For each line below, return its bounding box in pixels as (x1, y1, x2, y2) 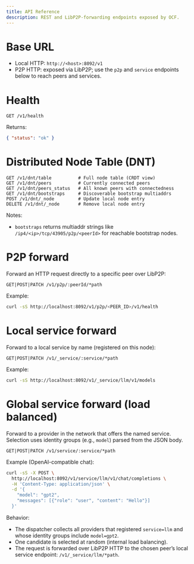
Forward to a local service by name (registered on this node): (6, 344, 156, 351)
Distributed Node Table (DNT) (6, 155, 156, 169)
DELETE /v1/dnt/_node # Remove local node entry (6, 201, 145, 207)
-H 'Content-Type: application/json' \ (11, 481, 111, 487)
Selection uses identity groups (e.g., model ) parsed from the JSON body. (6, 436, 183, 443)
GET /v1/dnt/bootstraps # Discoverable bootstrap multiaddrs (6, 191, 171, 197)
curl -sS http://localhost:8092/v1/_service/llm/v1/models (6, 377, 156, 383)
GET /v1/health (6, 113, 44, 119)
